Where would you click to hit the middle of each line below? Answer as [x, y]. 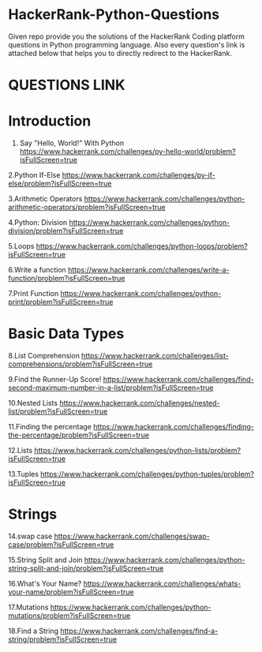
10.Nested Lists [33, 403]
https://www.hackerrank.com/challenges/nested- [139, 403]
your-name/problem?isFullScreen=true [71, 592]
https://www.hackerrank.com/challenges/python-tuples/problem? [148, 474]
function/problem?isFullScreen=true [67, 279]
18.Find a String [34, 631]
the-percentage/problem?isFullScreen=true [79, 435]
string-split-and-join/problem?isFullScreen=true [86, 568]
